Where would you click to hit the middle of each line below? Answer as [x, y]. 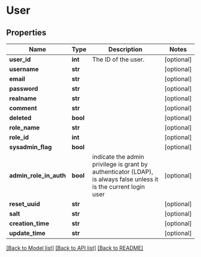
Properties [26, 33]
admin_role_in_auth [38, 176]
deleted [20, 118]
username [24, 69]
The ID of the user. [118, 59]
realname [23, 98]
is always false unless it [125, 179]
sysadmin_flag [31, 147]
